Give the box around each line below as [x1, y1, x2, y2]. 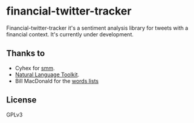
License [6, 95, 37, 105]
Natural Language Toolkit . [15, 71, 80, 78]
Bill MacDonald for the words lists [15, 77, 99, 84]
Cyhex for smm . [15, 64, 56, 71]
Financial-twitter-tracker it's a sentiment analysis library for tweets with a [6, 24, 189, 32]
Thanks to [6, 48, 45, 59]
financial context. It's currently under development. [6, 30, 134, 38]
